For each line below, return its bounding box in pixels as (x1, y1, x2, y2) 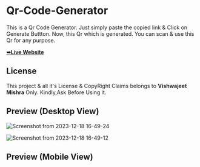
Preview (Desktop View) (6, 106, 99, 117)
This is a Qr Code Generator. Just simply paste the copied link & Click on (6, 24, 188, 31)
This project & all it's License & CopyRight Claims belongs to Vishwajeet (6, 82, 187, 89)
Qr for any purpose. (6, 36, 56, 44)
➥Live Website (6, 48, 44, 55)
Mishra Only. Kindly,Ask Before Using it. (6, 89, 107, 96)
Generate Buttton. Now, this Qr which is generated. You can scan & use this (6, 30, 195, 37)
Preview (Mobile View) (6, 151, 93, 162)
